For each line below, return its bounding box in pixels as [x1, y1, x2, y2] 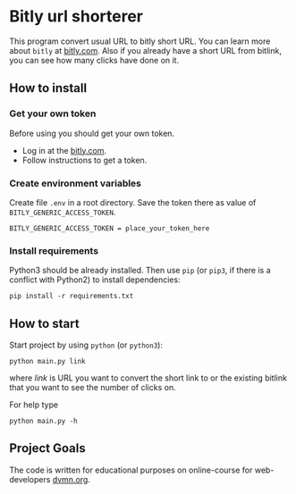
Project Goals [9, 440, 87, 456]
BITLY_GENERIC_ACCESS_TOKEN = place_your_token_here [9, 223, 210, 233]
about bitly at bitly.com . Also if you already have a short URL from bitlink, [9, 45, 282, 55]
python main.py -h [9, 417, 78, 426]
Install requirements [9, 244, 99, 256]
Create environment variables [9, 177, 141, 189]
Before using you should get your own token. [9, 128, 175, 138]
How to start [9, 315, 80, 331]
